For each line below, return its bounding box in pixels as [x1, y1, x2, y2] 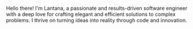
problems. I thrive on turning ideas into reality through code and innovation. [6, 17, 188, 23]
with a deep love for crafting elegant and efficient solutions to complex [6, 11, 176, 18]
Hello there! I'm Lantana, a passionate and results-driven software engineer [6, 5, 188, 11]
